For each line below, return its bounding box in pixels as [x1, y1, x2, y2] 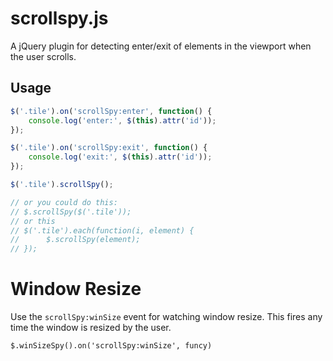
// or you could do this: [10, 197, 118, 207]
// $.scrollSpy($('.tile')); [10, 207, 132, 217]
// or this [10, 216, 56, 226]
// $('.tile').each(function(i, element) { [10, 225, 195, 236]
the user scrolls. [10, 50, 77, 62]
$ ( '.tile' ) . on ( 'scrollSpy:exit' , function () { [10, 143, 208, 153]
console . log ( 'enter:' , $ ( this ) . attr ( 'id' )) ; [28, 115, 217, 126]
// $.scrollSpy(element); [10, 235, 141, 245]
